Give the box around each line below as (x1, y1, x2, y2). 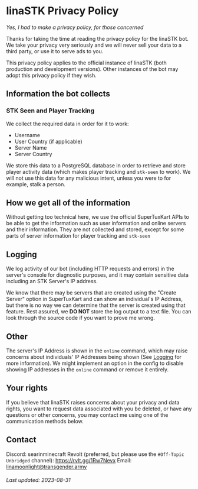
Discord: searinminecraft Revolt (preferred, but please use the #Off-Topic (6, 451, 184, 458)
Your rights (6, 383, 48, 393)
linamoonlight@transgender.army (6, 463, 87, 470)
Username (14, 131, 40, 138)
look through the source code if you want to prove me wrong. (6, 315, 155, 322)
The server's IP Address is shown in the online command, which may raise (6, 347, 188, 354)
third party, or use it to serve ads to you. (6, 47, 104, 54)
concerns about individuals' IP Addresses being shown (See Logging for (6, 354, 181, 361)
